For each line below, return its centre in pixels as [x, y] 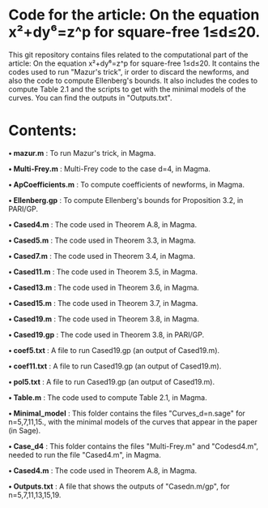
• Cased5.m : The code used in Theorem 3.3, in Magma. [102, 240]
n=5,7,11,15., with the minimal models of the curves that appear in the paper [133, 422]
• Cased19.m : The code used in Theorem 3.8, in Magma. [104, 319]
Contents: [43, 131]
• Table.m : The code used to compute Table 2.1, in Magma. [108, 397]
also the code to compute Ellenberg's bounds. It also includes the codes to [133, 80]
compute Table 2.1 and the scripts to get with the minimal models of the [128, 89]
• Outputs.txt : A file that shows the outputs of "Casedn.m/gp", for [119, 486]
